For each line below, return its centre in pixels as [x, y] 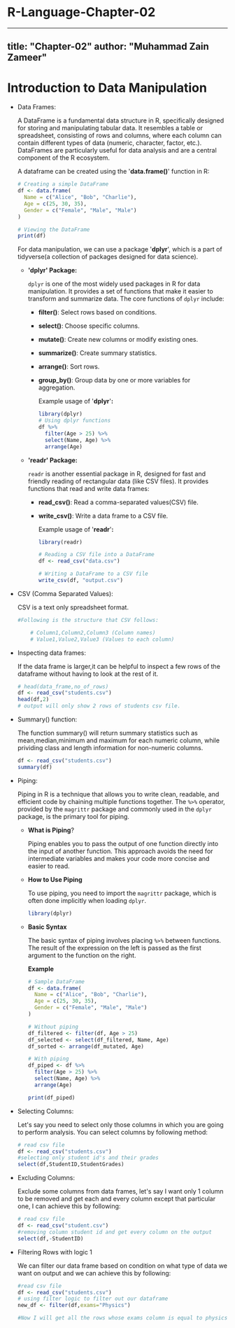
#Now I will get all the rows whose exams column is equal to [110, 1318]
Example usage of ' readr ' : [76, 529]
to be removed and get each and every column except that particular [116, 1199]
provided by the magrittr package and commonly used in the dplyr [114, 809]
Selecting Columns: [45, 1111]
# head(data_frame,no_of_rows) [63, 686]
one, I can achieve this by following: [69, 1206]
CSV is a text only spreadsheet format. [73, 607]
